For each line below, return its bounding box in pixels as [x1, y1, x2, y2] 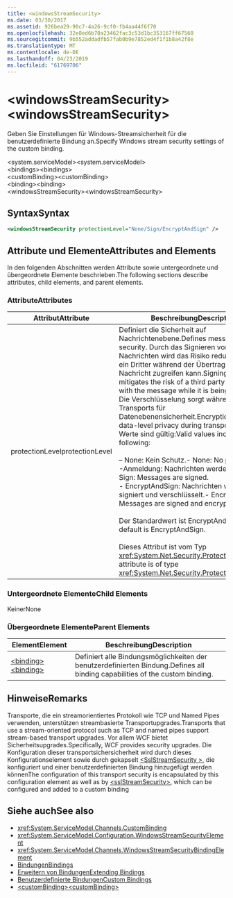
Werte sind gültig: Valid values [119, 429, 216, 439]
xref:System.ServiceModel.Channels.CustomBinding [17, 824, 167, 832]
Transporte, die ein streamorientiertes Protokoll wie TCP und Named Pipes [7, 711, 220, 720]
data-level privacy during [119, 421, 202, 431]
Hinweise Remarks [7, 692, 88, 705]
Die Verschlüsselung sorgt [119, 394, 205, 404]
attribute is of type [119, 560, 179, 569]
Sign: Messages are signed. [119, 473, 209, 483]
